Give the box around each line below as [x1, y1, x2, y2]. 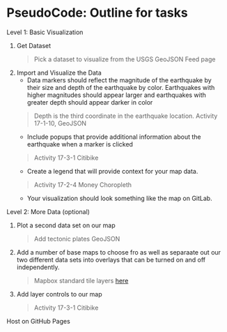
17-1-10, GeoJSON [33, 119, 87, 127]
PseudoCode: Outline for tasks [6, 5, 189, 21]
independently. [16, 263, 60, 271]
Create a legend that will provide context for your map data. [26, 167, 198, 175]
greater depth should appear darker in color [26, 98, 153, 106]
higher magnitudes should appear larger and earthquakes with [26, 91, 207, 99]
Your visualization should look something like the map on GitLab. [26, 194, 213, 202]
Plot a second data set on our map [16, 221, 116, 229]
